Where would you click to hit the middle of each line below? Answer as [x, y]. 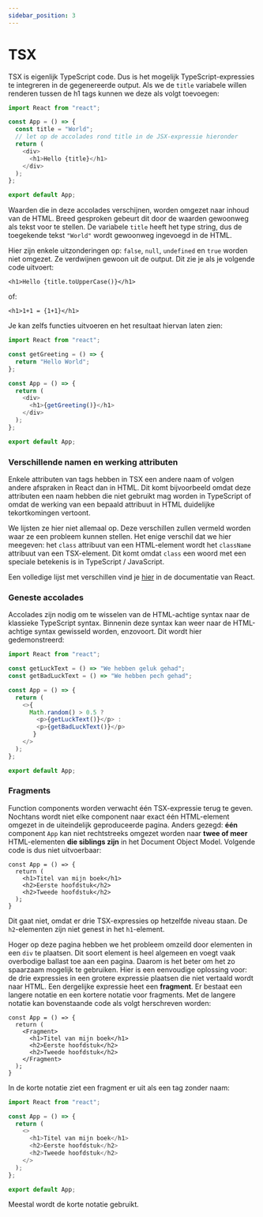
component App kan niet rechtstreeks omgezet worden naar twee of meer [128, 833]
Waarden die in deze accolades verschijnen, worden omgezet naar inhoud [129, 210]
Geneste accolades [46, 597]
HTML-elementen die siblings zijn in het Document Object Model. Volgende [131, 842]
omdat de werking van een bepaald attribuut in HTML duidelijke [112, 504]
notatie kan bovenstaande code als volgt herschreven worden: [110, 1003]
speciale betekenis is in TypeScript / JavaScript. [86, 561]
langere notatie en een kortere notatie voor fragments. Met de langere [122, 995]
